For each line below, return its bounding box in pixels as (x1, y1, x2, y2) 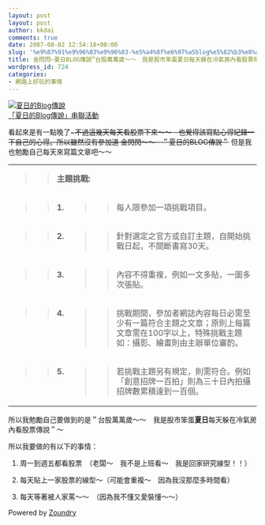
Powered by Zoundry (8, 508, 77, 517)
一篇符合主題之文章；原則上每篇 (132, 317, 251, 328)
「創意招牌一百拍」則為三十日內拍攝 (116, 376, 251, 387)
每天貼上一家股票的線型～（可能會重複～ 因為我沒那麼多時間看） (19, 475, 234, 485)
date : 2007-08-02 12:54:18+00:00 (8, 41, 118, 49)
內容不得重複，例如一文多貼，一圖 (116, 269, 243, 280)
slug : (8, 48, 26, 56)
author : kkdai (8, 26, 55, 34)
